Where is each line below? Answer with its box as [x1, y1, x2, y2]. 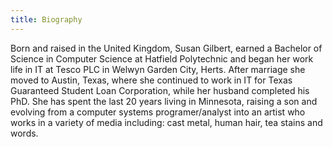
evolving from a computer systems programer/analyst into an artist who [10, 106, 306, 118]
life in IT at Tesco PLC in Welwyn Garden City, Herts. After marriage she [10, 63, 306, 75]
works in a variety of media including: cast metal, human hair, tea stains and [10, 116, 323, 128]
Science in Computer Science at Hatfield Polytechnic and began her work [10, 52, 314, 65]
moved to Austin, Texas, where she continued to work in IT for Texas [10, 74, 293, 86]
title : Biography [10, 14, 83, 25]
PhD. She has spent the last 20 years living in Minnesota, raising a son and [10, 95, 318, 107]
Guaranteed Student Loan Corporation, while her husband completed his [10, 84, 310, 96]
